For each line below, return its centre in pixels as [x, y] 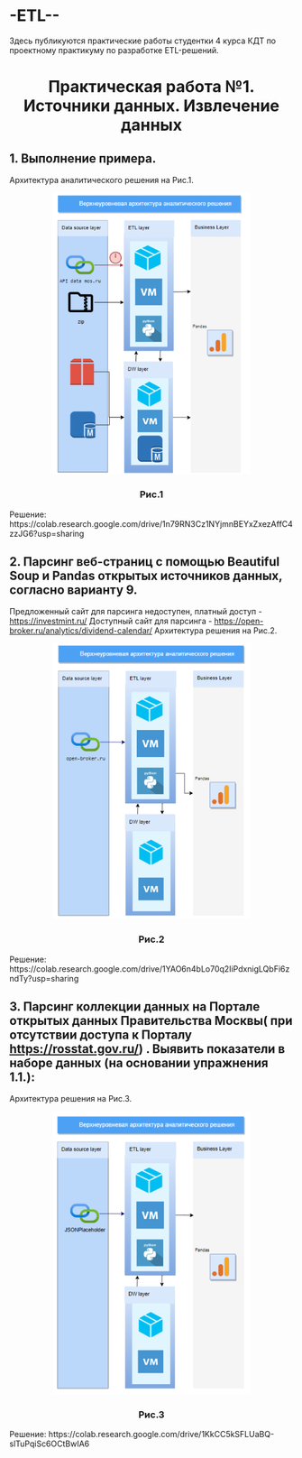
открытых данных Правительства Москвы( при [151, 1020]
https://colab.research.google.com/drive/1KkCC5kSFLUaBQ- [161, 1434]
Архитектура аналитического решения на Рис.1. [101, 180]
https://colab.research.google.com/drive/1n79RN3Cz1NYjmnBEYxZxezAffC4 [151, 523]
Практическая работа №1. [151, 87]
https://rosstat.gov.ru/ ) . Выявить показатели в [147, 1049]
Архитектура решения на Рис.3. [71, 1099]
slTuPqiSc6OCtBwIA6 [50, 1444]
